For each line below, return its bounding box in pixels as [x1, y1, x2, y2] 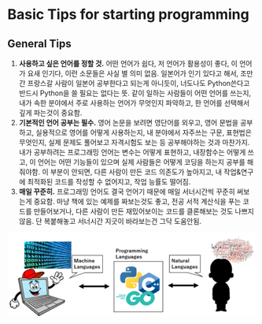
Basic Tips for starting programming [7, 6, 249, 24]
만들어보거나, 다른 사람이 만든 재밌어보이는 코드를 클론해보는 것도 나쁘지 [33, 207, 255, 216]
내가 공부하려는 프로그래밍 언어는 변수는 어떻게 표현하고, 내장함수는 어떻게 [18, 147, 246, 157]
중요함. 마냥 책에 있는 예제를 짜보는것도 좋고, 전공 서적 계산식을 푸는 [33, 197, 242, 206]
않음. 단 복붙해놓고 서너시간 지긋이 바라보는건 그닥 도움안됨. [18, 217, 202, 225]
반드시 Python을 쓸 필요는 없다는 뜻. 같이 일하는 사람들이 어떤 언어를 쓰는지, [18, 88, 252, 98]
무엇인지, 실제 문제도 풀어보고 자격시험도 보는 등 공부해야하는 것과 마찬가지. [18, 138, 250, 147]
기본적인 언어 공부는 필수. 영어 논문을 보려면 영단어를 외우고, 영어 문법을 [18, 118, 239, 127]
